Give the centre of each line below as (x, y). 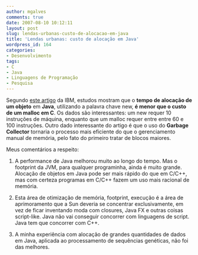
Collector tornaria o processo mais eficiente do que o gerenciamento (91, 132)
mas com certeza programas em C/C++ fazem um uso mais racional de (102, 180)
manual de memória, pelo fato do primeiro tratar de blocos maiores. (89, 138)
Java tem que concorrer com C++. (57, 223)
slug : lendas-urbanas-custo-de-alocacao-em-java (67, 34)
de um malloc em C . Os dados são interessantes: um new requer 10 (89, 113)
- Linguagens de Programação (42, 78)
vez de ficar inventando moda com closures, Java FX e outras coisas (99, 210)
